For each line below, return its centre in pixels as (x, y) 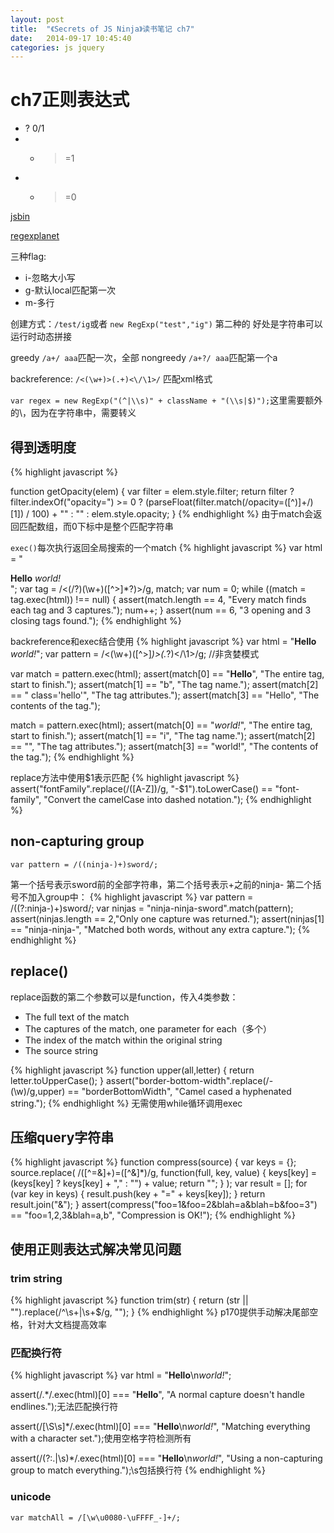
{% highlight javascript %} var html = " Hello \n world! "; (121, 1375)
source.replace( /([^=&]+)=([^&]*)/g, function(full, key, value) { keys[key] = (164, 1173)
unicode (31, 1497)
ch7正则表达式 (70, 100)
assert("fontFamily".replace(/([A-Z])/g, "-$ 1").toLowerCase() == (141, 789)
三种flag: (28, 257)
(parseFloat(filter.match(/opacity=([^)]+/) (229, 502)
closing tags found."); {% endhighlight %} (96, 620)
